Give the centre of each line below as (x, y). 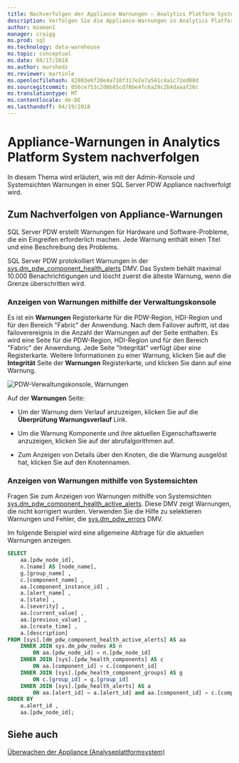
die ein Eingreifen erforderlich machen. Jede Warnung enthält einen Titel (114, 239)
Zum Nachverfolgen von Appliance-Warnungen (115, 215)
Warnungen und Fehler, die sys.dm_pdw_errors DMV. (85, 519)
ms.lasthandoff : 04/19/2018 (49, 107)
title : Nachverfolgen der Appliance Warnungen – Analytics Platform (111, 14)
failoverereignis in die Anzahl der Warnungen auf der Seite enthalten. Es (113, 332)
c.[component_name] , (52, 580)
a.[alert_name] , (46, 593)
